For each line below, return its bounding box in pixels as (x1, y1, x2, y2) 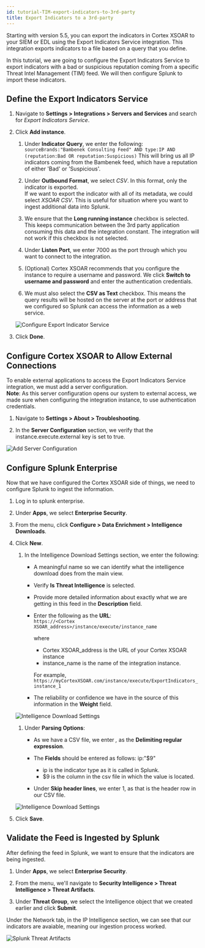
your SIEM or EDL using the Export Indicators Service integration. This (6, 38, 184, 45)
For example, (33, 671, 67, 678)
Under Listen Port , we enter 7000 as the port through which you (24, 247, 187, 254)
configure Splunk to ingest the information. (6, 485, 114, 492)
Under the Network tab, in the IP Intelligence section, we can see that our (6, 916, 192, 923)
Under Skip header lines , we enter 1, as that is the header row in (33, 784, 196, 792)
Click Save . (15, 815, 45, 822)
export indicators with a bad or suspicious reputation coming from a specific (6, 63, 199, 71)
